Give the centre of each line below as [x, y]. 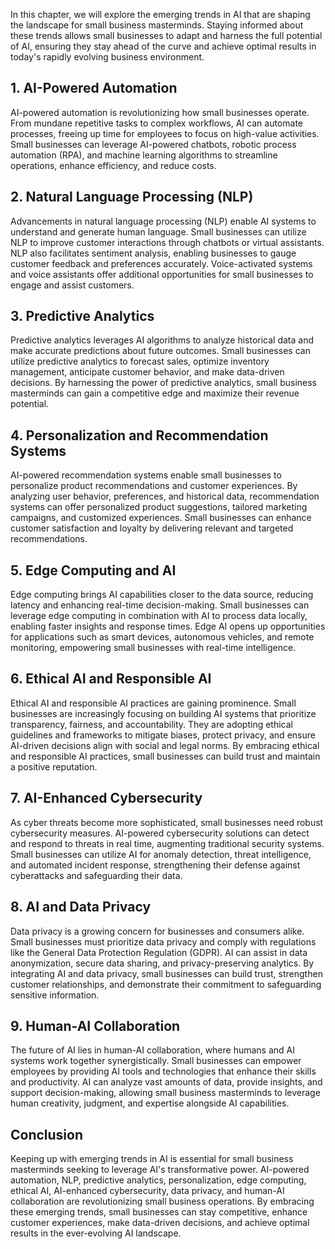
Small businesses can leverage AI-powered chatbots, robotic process [153, 144]
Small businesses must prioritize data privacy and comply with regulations [163, 941]
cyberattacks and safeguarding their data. [96, 875]
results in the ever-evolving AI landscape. [96, 1233]
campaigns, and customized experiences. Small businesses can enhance [161, 518]
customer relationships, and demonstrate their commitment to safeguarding [166, 984]
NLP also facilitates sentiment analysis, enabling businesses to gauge [153, 253]
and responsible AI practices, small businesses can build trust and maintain [165, 756]
